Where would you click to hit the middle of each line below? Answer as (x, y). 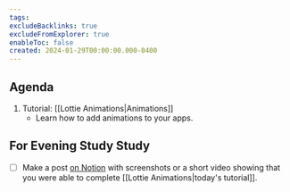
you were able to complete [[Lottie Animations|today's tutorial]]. (140, 177)
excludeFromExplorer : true (59, 34)
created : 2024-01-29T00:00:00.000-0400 (83, 51)
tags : (19, 17)
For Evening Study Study (79, 146)
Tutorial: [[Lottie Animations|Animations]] (98, 108)
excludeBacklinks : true (54, 26)
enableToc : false (41, 42)
